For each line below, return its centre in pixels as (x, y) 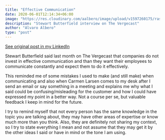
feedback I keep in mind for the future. (44, 102)
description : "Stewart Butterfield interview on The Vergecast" (72, 23)
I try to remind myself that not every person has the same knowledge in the (81, 112)
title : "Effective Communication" (41, 10)
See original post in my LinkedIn (37, 46)
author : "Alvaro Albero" (30, 28)
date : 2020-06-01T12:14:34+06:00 (39, 14)
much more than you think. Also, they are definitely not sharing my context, (81, 122)
